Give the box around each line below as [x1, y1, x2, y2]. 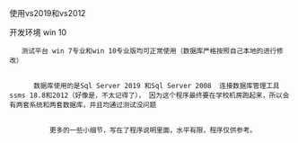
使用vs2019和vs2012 [9, 8, 86, 18]
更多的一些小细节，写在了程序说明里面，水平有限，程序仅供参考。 [48, 126, 258, 135]
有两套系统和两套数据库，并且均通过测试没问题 [9, 101, 157, 110]
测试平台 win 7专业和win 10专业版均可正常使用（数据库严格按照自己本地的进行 [21, 47, 276, 56]
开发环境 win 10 [9, 27, 67, 38]
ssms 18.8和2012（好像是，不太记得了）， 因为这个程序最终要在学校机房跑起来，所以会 [9, 91, 290, 100]
